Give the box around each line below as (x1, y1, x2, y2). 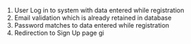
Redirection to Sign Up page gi (14, 28, 105, 37)
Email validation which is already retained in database (14, 13, 172, 22)
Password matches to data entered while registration (14, 21, 170, 29)
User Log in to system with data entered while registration (14, 6, 185, 14)
